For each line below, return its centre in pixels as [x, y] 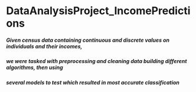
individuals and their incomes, [44, 46]
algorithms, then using [35, 68]
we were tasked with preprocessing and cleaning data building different [97, 61]
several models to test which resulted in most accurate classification [93, 82]
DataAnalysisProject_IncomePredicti [98, 11]
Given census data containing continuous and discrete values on [88, 40]
